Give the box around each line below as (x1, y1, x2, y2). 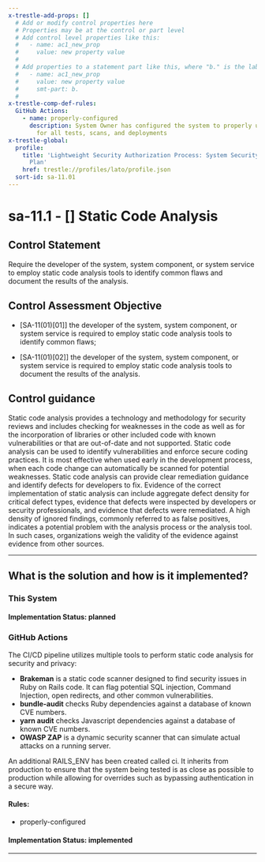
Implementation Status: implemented (8, 835, 133, 845)
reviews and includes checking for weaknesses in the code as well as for (8, 421, 245, 431)
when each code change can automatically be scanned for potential (8, 463, 230, 472)
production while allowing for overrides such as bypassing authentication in (8, 773, 254, 782)
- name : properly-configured (22, 115, 118, 122)
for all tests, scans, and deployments (36, 129, 168, 137)
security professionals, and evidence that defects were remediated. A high (8, 505, 251, 514)
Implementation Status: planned (8, 612, 116, 622)
